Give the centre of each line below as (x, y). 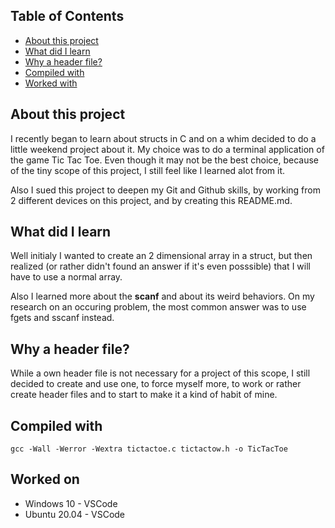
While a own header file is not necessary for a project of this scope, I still (160, 373)
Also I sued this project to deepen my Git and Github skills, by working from (165, 190)
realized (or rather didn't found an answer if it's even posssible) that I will (160, 266)
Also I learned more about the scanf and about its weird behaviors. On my (162, 296)
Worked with (51, 83)
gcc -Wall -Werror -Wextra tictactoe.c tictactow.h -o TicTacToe (149, 449)
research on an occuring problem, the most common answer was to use (158, 307)
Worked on (45, 479)
